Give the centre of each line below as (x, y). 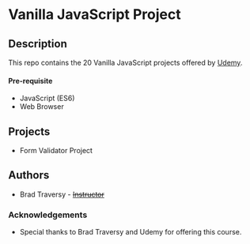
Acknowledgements (48, 215)
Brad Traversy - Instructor (62, 194)
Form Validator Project (56, 151)
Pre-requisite (30, 81)
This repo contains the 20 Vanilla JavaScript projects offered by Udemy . (125, 62)
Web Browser (42, 107)
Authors (29, 175)
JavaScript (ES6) (47, 98)
